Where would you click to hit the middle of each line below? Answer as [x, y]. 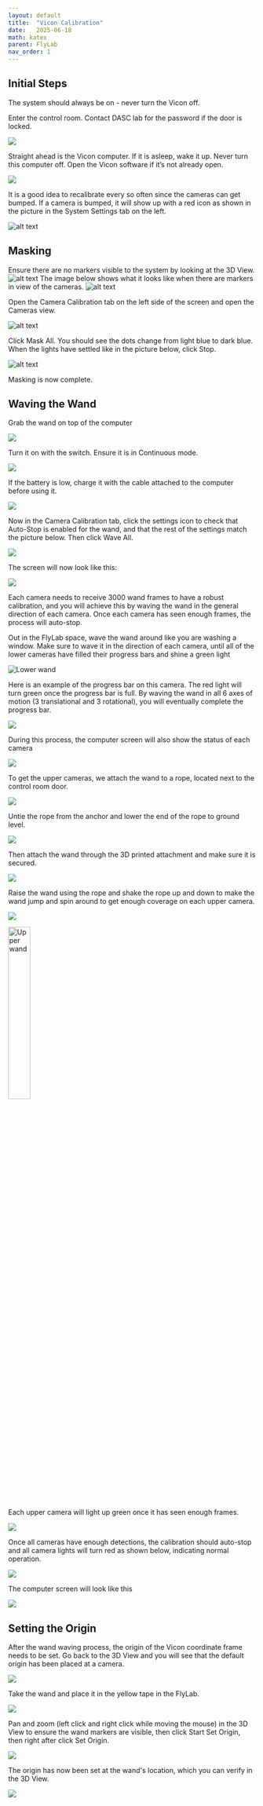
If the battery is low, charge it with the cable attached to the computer [121, 483]
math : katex [27, 37]
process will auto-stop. [45, 623]
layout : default [35, 15]
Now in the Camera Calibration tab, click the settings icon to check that [123, 521]
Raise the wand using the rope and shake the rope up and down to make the [131, 893]
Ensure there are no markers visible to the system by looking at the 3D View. [131, 270]
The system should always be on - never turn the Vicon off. [104, 102]
